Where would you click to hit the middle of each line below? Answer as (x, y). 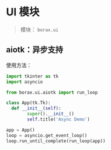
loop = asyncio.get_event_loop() (47, 135)
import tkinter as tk (32, 76)
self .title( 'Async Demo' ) (59, 119)
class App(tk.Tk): (28, 103)
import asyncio (25, 82)
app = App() (20, 130)
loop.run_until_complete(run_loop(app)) (56, 141)
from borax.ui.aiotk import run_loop (52, 92)
